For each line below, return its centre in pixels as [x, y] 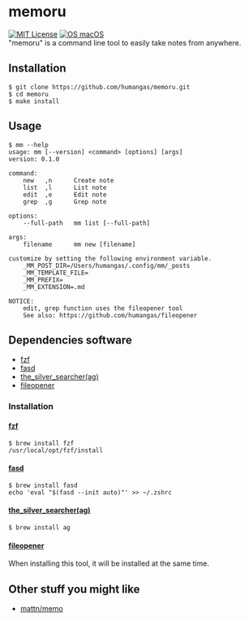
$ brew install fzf [41, 443]
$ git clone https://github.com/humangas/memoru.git [99, 87]
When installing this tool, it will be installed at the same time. [109, 563]
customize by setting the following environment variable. [110, 258]
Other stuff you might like [74, 589]
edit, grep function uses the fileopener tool [103, 308]
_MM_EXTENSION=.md [54, 287]
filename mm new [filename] [79, 244]
